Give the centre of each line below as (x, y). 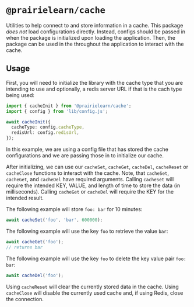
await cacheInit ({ (28, 122)
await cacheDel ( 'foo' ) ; (35, 275)
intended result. (25, 198)
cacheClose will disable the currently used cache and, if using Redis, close (95, 293)
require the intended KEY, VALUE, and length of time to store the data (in (93, 185)
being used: (20, 95)
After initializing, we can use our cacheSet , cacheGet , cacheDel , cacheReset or (97, 167)
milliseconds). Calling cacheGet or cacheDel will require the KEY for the (90, 192)
